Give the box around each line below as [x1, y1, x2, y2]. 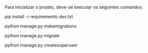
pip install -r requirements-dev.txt [4, 14, 73, 19]
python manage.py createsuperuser [4, 42, 78, 48]
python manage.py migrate [4, 33, 60, 38]
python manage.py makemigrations [4, 23, 77, 29]
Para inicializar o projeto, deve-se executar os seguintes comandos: [4, 4, 143, 10]
